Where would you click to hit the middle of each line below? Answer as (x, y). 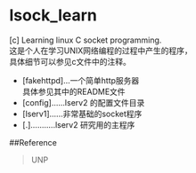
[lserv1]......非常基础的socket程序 (82, 114)
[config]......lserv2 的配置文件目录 (83, 102)
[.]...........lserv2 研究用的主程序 (78, 124)
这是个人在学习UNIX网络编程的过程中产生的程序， (101, 51)
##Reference (33, 142)
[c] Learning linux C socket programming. (86, 40)
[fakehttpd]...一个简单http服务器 (81, 80)
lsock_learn (53, 16)
